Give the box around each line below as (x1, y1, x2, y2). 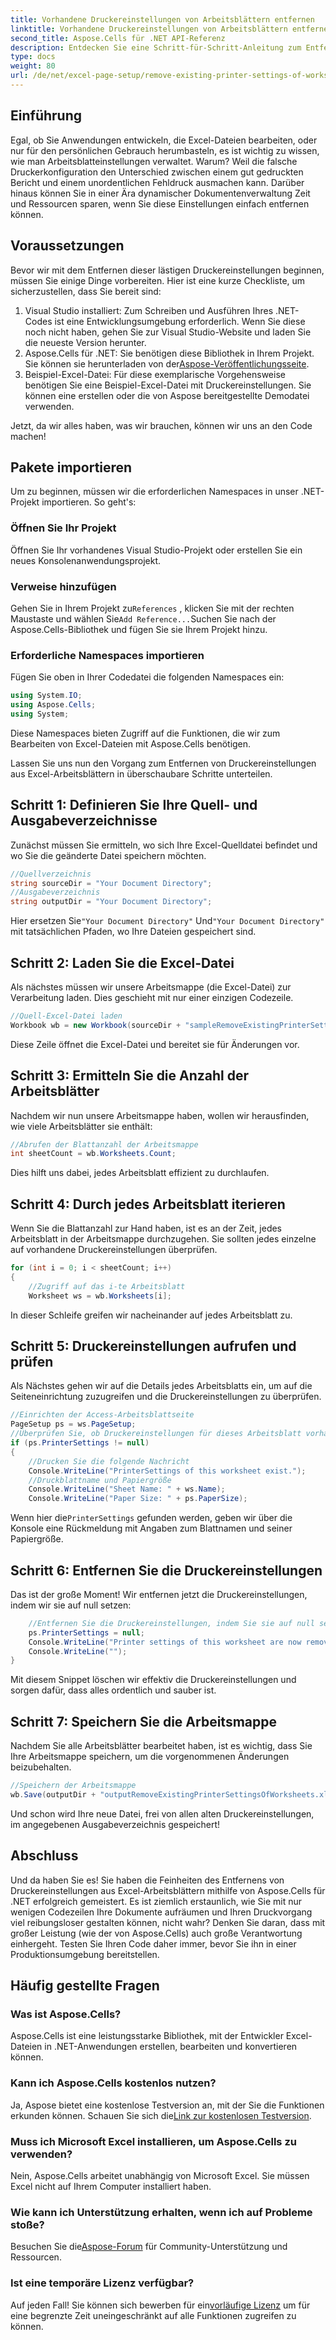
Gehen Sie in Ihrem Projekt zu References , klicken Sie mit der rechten (10, 602, 295, 614)
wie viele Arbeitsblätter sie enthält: (10, 1120, 153, 1132)
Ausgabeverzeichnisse (10, 812, 158, 830)
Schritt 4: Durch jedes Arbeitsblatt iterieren (10, 1196, 286, 1213)
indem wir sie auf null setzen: (10, 1599, 132, 1611)
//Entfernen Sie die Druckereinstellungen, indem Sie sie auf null (28, 1618, 315, 1628)
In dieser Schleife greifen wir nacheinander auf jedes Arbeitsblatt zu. (10, 1309, 293, 1321)
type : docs (10, 52, 56, 62)
